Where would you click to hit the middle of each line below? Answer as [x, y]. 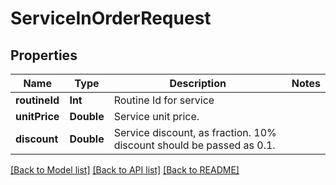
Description [198, 83]
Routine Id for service [164, 100]
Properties [44, 55]
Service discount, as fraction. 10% [195, 132]
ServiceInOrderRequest [111, 18]
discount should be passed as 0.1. [194, 145]
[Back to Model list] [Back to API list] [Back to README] [125, 170]
